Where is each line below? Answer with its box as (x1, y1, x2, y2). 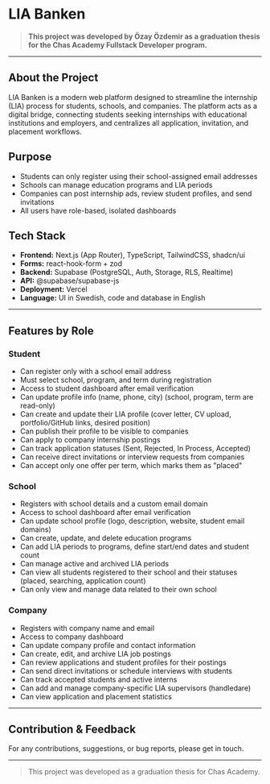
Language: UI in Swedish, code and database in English (19, 293, 206, 303)
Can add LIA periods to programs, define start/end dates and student (19, 541, 249, 552)
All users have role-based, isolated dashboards (19, 205, 177, 215)
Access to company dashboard (19, 632, 124, 641)
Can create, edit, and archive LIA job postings (19, 649, 171, 658)
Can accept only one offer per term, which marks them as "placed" (19, 461, 243, 471)
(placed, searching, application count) (19, 576, 146, 586)
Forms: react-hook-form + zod (19, 259, 123, 268)
